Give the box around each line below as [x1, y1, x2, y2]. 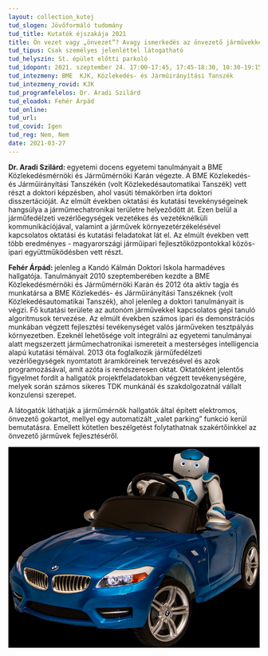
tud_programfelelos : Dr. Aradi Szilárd [8, 89, 141, 97]
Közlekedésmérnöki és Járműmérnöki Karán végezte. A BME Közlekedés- [8, 170, 251, 180]
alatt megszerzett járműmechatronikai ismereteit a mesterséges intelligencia [8, 339, 259, 348]
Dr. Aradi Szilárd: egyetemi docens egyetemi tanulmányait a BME [8, 162, 223, 172]
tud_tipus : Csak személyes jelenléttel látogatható [8, 46, 183, 55]
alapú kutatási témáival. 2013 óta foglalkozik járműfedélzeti [8, 348, 202, 357]
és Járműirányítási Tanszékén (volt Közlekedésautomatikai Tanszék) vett [8, 179, 247, 189]
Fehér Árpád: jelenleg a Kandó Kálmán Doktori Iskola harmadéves [8, 262, 226, 272]
